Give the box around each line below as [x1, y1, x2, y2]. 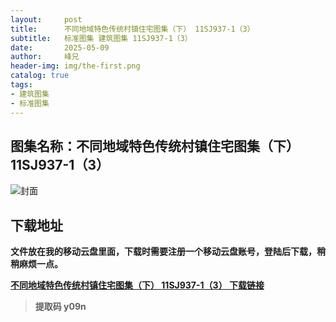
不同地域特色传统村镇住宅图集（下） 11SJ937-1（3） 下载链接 [10, 279, 265, 291]
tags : [10, 80, 33, 90]
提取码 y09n [34, 301, 87, 313]
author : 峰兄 [10, 52, 80, 62]
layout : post [10, 14, 83, 25]
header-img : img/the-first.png [10, 61, 141, 71]
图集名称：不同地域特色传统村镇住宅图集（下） [10, 137, 300, 155]
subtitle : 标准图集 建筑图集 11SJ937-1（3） [10, 33, 193, 43]
